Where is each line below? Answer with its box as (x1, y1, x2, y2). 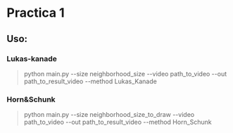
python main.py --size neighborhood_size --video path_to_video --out (23, 69, 227, 78)
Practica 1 (6, 5, 65, 21)
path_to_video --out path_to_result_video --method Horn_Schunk (23, 118, 212, 127)
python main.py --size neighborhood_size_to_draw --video (23, 111, 195, 119)
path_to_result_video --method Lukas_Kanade (23, 77, 158, 85)
